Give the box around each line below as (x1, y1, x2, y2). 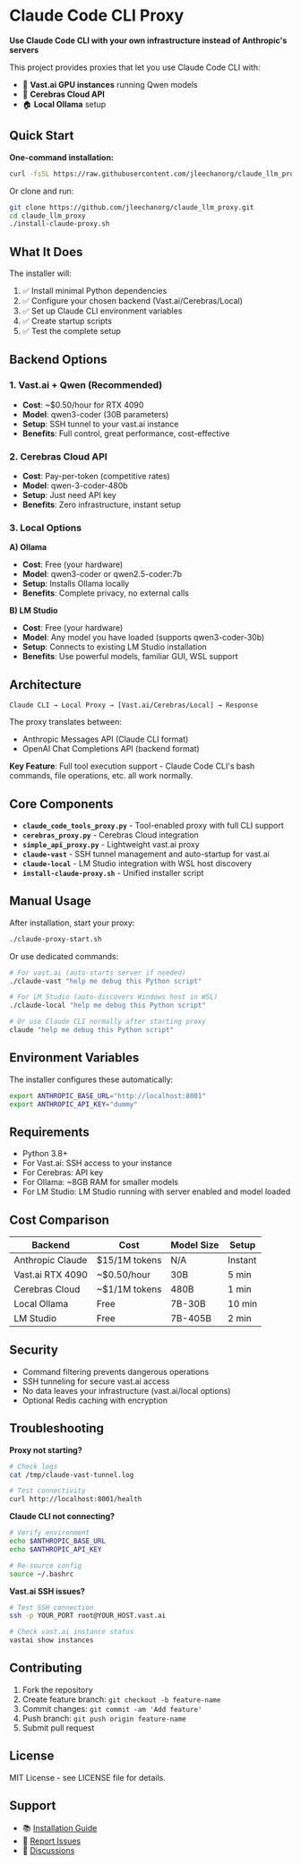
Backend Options (9, 352, 107, 367)
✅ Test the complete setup (21, 326, 121, 337)
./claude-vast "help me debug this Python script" (9, 976, 202, 985)
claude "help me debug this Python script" (9, 1026, 175, 1035)
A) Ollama (9, 542, 47, 553)
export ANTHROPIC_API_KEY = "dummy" (9, 1099, 139, 1109)
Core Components (9, 796, 114, 812)
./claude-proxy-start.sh (9, 934, 102, 943)
